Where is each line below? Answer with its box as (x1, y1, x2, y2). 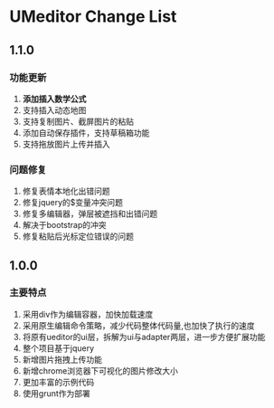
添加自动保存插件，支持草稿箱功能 (22, 127, 150, 138)
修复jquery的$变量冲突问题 (22, 197, 124, 208)
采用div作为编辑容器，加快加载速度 (22, 308, 154, 319)
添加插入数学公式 (22, 93, 87, 104)
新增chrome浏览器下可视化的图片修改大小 (22, 365, 178, 376)
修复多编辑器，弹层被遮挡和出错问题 (22, 208, 158, 219)
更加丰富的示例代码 (22, 376, 95, 387)
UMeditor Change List (9, 6, 177, 27)
